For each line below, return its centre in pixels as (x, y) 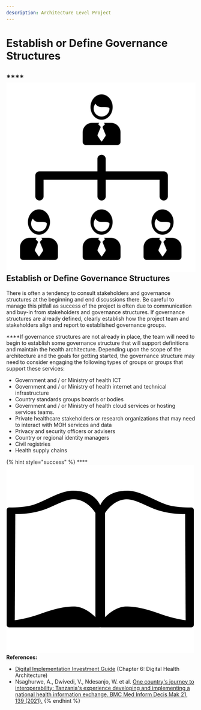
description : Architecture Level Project (59, 13)
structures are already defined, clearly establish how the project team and (97, 318)
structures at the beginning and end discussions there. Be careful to (90, 299)
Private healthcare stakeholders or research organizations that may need (105, 418)
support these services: (35, 368)
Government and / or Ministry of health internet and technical (91, 386)
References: (22, 657)
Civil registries (33, 444)
